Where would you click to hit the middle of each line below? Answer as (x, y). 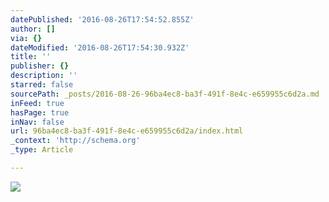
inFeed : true (37, 103)
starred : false (42, 85)
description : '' (44, 76)
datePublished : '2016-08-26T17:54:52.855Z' (102, 19)
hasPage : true (40, 112)
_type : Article (42, 150)
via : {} (26, 38)
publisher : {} (40, 66)
